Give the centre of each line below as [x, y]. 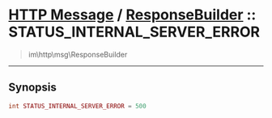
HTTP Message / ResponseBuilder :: [132, 15]
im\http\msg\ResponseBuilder [78, 54]
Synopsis [32, 88]
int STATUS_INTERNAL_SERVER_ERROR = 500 [78, 106]
